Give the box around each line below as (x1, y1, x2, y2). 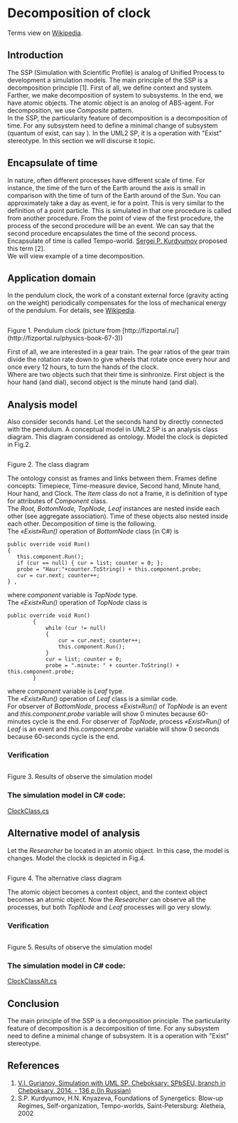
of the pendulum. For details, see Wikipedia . (7, 306, 136, 315)
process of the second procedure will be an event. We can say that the (7, 221, 215, 229)
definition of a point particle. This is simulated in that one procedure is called (7, 206, 232, 214)
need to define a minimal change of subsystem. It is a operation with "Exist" (7, 1032, 229, 1040)
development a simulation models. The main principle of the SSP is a (7, 76, 208, 84)
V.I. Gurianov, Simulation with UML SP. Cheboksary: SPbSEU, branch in (17, 1078, 226, 1087)
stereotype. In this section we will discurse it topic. (7, 136, 156, 145)
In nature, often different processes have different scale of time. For (7, 176, 206, 185)
